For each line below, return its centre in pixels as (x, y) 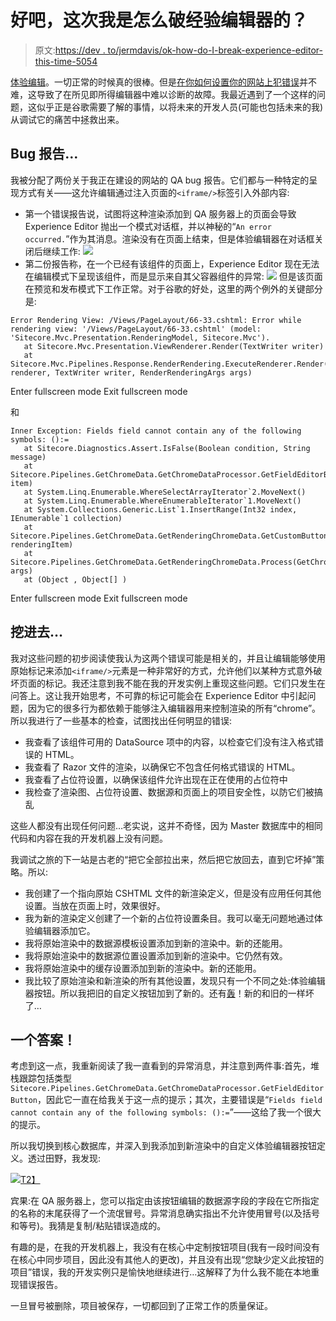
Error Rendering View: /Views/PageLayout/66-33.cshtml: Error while (156, 320)
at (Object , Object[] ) (75, 579)
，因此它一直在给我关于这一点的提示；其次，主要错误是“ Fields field (179, 1100)
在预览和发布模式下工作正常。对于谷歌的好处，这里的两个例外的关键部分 (173, 288)
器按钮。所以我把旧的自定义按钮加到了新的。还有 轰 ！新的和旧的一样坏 (169, 993)
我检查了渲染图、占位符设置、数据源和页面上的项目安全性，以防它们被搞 (173, 792)
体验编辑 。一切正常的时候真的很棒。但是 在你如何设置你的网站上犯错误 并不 (163, 82)
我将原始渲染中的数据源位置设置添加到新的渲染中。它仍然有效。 (156, 955)
